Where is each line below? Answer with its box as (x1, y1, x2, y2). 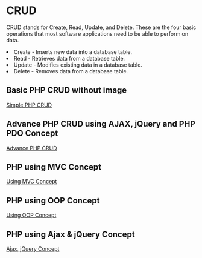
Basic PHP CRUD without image (6, 85, 127, 96)
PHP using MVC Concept (6, 162, 101, 172)
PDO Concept (6, 128, 58, 139)
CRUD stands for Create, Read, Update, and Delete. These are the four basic (6, 24, 197, 31)
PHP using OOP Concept (6, 195, 100, 206)
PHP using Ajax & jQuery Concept (6, 229, 135, 239)
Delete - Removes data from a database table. (14, 67, 128, 74)
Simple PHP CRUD (6, 101, 52, 108)
